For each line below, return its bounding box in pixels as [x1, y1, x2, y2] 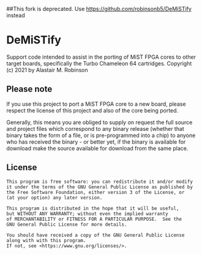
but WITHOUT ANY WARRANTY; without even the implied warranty [6, 210, 168, 216]
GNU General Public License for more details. [6, 221, 127, 227]
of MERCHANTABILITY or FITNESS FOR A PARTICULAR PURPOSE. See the [6, 216, 182, 222]
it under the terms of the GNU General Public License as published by [6, 183, 193, 190]
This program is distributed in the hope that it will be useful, [6, 205, 179, 212]
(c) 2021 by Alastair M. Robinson [6, 66, 88, 73]
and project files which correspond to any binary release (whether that [6, 125, 185, 132]
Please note [6, 84, 53, 94]
